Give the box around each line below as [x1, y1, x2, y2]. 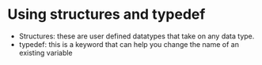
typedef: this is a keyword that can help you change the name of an [18, 39, 239, 49]
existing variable [18, 48, 73, 57]
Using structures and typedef [7, 5, 206, 23]
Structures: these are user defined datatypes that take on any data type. [18, 31, 255, 41]
